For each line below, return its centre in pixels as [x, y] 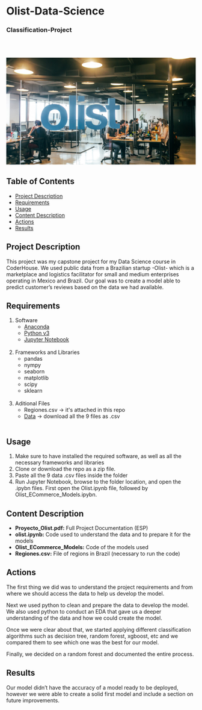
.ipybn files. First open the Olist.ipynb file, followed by [81, 488]
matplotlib [36, 378]
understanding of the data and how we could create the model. [84, 618]
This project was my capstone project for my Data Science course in [91, 261]
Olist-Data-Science [56, 11]
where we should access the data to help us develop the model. [85, 593]
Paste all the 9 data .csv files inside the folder [71, 475]
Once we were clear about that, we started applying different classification [99, 629]
